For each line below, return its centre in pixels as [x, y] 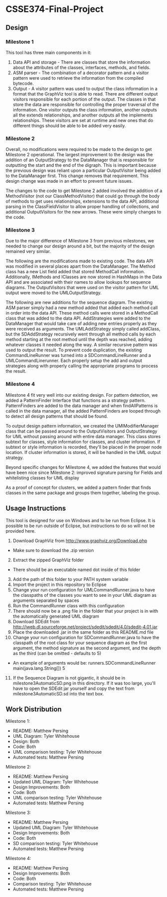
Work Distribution [34, 709]
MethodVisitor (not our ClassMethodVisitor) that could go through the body [83, 196]
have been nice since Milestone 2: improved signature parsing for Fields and [84, 472]
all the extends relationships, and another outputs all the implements [83, 115]
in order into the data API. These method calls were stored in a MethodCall [82, 313]
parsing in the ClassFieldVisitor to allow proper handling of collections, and [82, 207]
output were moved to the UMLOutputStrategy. [54, 293]
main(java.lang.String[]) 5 [39, 668]
